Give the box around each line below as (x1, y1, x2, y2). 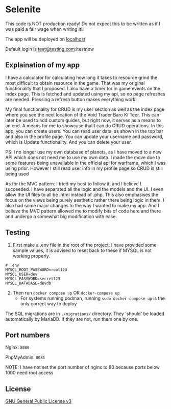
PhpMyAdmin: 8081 (5, 354, 45, 360)
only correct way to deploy (20, 300, 77, 306)
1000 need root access (5, 369, 54, 376)
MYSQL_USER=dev (5, 271, 38, 277)
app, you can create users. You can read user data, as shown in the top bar (5, 128, 163, 134)
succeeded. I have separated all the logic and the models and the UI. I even (5, 186, 164, 192)
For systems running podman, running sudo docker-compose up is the (20, 295, 165, 301)
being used (5, 170, 29, 177)
